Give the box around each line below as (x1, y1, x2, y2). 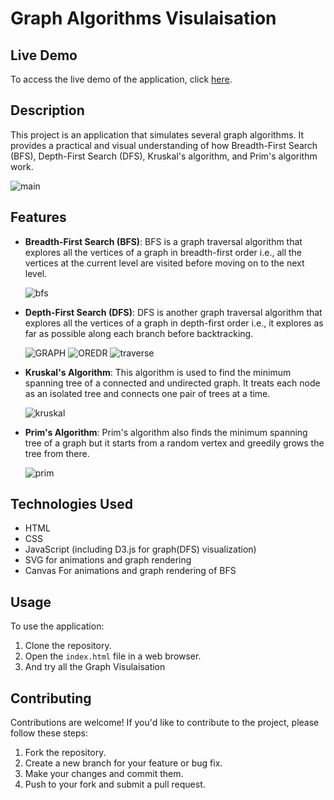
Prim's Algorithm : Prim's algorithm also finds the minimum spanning (24, 426, 308, 438)
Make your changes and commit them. (24, 768, 184, 780)
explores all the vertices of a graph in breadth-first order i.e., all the (24, 246, 302, 258)
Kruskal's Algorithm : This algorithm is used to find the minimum (24, 366, 292, 378)
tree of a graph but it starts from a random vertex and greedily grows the (24, 437, 325, 449)
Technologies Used (10, 496, 133, 513)
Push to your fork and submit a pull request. (24, 778, 206, 791)
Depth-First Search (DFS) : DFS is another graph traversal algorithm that (24, 306, 323, 318)
